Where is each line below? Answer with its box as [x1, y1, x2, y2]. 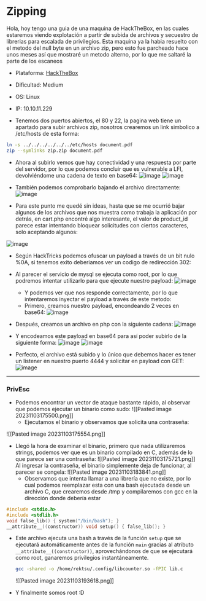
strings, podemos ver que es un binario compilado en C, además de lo [15, 449, 193, 456]
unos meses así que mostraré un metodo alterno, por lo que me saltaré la [6, 50, 191, 58]
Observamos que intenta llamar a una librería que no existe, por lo [24, 474, 191, 482]
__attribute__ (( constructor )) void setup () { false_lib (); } [6, 524, 166, 530]
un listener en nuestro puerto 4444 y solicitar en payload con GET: [15, 357, 184, 364]
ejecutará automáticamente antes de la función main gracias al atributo [15, 541, 194, 548]
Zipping [6, 4, 47, 18]
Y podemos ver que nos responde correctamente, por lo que [24, 289, 178, 296]
